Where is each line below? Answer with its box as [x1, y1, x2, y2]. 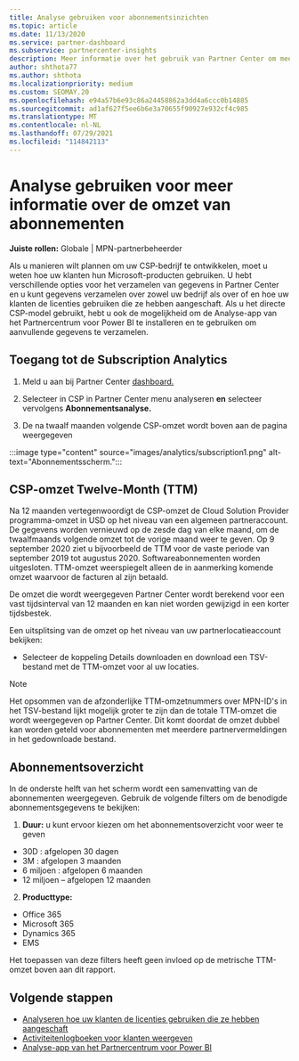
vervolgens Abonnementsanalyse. [21, 403, 152, 413]
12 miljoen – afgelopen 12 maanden [21, 875, 151, 886]
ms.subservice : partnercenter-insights [9, 46, 158, 55]
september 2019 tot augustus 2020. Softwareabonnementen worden [9, 553, 261, 564]
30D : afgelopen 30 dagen [21, 846, 119, 857]
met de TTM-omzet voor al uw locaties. [54, 661, 199, 673]
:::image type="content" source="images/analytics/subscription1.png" [9, 446, 267, 457]
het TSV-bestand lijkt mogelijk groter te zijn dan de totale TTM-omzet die [9, 706, 278, 716]
